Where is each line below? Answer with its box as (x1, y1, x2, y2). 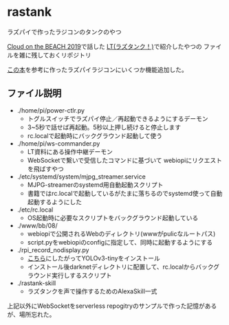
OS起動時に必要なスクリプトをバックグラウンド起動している (27, 214, 199, 222)
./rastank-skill (17, 279, 56, 287)
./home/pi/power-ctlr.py (17, 106, 85, 114)
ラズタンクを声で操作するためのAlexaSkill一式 (27, 287, 157, 295)
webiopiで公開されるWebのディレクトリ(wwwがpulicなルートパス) (27, 229, 216, 238)
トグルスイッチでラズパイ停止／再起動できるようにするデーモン (27, 114, 208, 122)
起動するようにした (27, 197, 83, 206)
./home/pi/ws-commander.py (17, 139, 100, 148)
